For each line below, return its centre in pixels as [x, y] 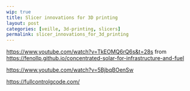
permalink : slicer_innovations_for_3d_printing [68, 35]
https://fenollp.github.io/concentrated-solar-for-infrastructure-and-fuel [95, 58]
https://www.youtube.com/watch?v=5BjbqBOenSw [70, 70]
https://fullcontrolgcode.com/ [43, 82]
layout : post [23, 23]
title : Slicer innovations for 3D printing [62, 18]
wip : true [19, 12]
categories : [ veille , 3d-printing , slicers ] [63, 29]
